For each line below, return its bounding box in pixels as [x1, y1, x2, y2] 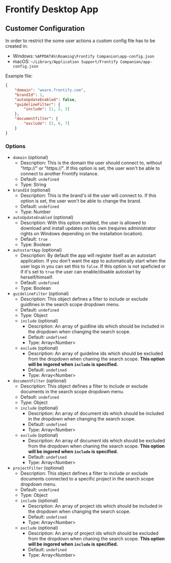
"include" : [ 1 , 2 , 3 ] [24, 107, 70, 112]
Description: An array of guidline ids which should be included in [28, 323, 165, 329]
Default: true [20, 236, 48, 242]
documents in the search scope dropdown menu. [20, 388, 124, 394]
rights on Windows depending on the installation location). [20, 230, 143, 236]
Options [5, 143, 26, 150]
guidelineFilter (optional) [12, 290, 69, 296]
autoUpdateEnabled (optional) [12, 214, 74, 220]
